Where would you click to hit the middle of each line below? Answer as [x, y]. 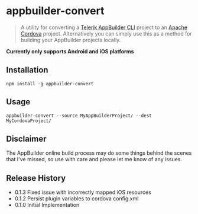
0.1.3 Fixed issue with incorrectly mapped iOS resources [83, 192]
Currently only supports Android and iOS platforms [70, 51]
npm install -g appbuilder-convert [50, 84]
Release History [36, 178]
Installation [27, 70]
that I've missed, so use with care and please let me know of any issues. [94, 159]
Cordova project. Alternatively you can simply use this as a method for [106, 33]
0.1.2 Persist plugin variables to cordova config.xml [77, 199]
